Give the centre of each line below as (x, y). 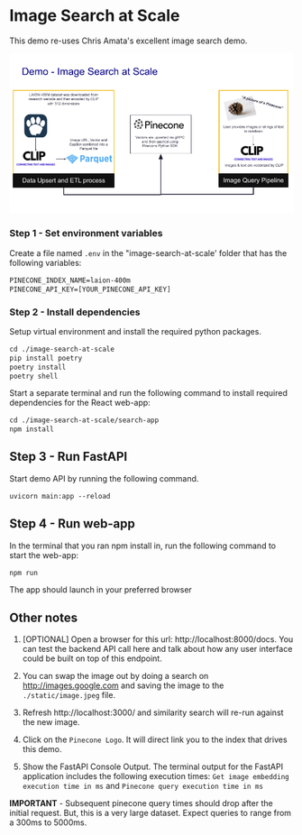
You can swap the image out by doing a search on (115, 676)
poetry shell (34, 376)
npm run (24, 573)
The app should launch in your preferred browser (101, 589)
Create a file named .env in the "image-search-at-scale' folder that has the (148, 252)
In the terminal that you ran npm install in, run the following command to (143, 546)
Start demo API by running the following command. (104, 478)
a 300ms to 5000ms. (48, 822)
